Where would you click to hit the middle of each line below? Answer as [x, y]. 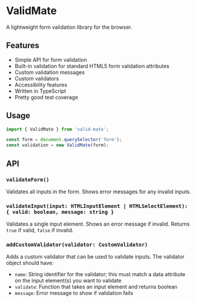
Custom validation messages [50, 72]
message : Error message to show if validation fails [74, 293]
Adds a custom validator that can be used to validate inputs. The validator [95, 257]
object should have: [30, 263]
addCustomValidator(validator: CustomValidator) [77, 245]
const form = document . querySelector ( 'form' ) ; [64, 140]
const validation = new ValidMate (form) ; [58, 145]
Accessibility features [41, 85]
